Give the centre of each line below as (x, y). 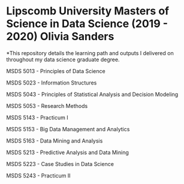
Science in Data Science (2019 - (87, 24)
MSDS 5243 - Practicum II (38, 176)
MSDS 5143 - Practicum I (37, 117)
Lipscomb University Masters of (88, 11)
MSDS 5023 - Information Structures (52, 83)
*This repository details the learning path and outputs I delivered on (90, 53)
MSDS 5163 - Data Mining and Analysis (55, 141)
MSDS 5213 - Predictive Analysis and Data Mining (67, 152)
